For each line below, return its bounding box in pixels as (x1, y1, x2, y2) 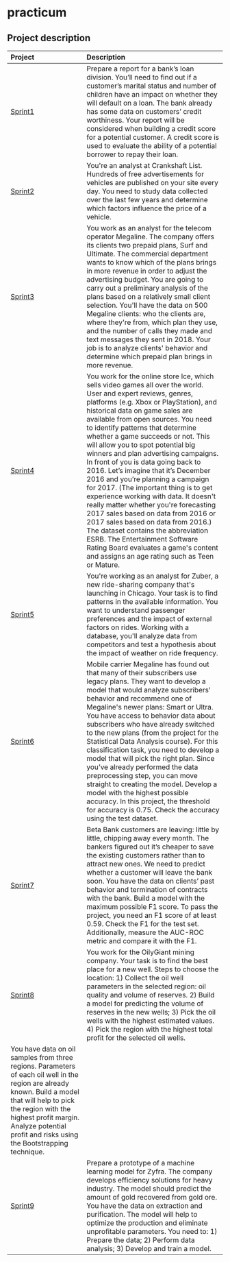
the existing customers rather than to (86, 851, 205, 860)
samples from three (10, 1053, 73, 1062)
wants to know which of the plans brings (86, 258, 217, 267)
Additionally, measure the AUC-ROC (86, 927, 204, 937)
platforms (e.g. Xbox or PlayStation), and (86, 398, 217, 406)
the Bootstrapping (10, 1139, 68, 1148)
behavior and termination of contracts (86, 885, 208, 894)
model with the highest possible (86, 788, 189, 797)
